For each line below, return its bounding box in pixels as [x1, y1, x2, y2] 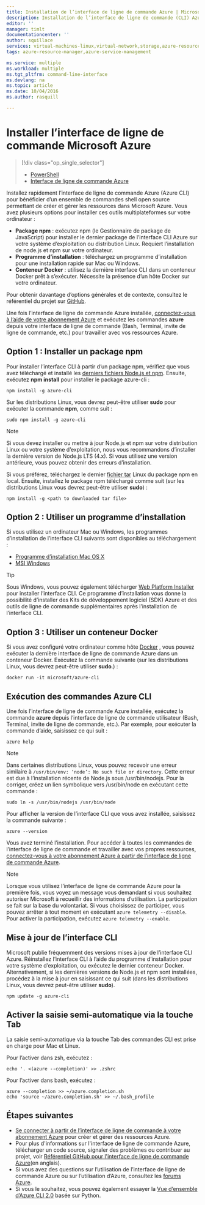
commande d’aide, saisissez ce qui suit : [6, 727, 108, 734]
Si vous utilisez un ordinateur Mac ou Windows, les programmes [6, 528, 168, 535]
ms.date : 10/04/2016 [6, 88, 59, 95]
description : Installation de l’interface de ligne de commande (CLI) [6, 15, 190, 21]
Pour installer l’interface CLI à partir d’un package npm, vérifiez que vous [6, 362, 190, 370]
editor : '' [6, 20, 34, 26]
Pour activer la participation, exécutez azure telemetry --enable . [6, 915, 170, 922]
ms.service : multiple [6, 59, 62, 66]
